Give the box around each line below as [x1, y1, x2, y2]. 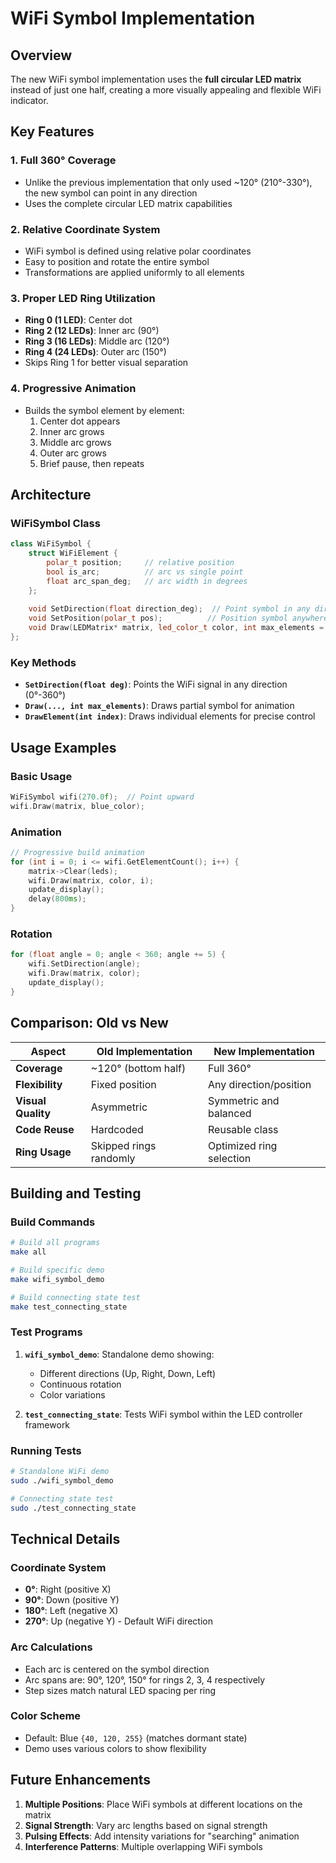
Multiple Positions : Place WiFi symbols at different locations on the [24, 1798, 303, 1810]
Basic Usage [10, 769, 73, 783]
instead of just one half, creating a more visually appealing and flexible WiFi [10, 84, 322, 96]
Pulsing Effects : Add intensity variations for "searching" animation [24, 1830, 300, 1842]
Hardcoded [90, 1122, 144, 1136]
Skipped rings [90, 1138, 157, 1152]
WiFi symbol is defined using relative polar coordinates [24, 245, 252, 257]
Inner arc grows [39, 425, 105, 437]
